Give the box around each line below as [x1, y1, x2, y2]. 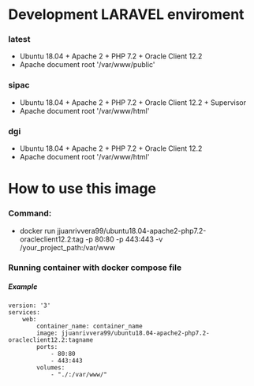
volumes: [36, 364, 65, 372]
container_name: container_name [36, 322, 144, 331]
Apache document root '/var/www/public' [19, 60, 155, 69]
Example [8, 282, 38, 291]
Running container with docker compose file [8, 262, 182, 273]
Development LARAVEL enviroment [8, 6, 245, 24]
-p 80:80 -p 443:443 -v [85, 234, 163, 244]
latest [8, 34, 31, 45]
